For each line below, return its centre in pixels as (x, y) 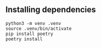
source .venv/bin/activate (39, 28)
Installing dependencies (51, 10)
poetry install (24, 39)
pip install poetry (29, 34)
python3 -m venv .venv (33, 23)
